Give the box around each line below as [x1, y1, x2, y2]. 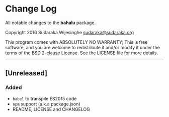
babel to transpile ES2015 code [12, 95, 77, 101]
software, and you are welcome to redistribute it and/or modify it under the [5, 44, 160, 50]
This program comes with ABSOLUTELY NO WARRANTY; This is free [5, 39, 148, 45]
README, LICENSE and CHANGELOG [12, 106, 91, 112]
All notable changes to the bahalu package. [5, 20, 96, 26]
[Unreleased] [5, 69, 48, 78]
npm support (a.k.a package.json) [12, 101, 80, 107]
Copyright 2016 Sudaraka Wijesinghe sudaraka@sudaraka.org [5, 29, 134, 35]
